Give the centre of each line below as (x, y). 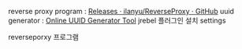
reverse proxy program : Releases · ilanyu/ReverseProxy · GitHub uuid (121, 11)
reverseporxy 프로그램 (43, 37)
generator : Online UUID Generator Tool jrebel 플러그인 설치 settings (117, 20)
